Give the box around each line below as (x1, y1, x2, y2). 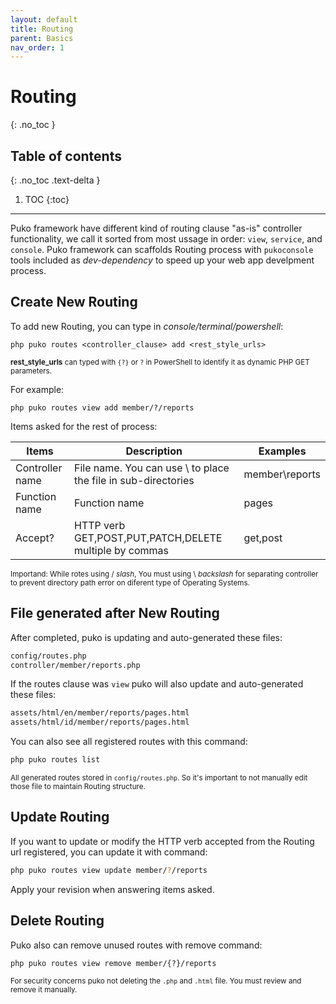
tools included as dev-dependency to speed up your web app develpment (10, 254, 315, 266)
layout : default (10, 14, 78, 25)
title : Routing (10, 24, 74, 34)
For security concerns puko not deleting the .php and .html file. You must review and (10, 976, 302, 986)
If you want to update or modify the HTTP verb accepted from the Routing (10, 835, 315, 847)
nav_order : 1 (10, 42, 65, 53)
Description (125, 444, 183, 458)
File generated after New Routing (10, 605, 220, 622)
